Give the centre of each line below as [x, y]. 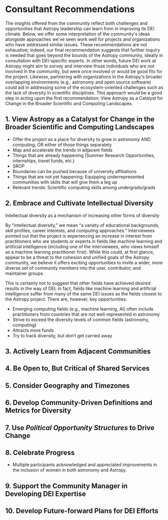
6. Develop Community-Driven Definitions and [79, 403]
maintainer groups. [25, 273]
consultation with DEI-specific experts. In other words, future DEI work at [81, 60]
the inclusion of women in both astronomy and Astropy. [69, 470]
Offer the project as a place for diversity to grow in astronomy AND [81, 139]
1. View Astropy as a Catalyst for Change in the [80, 119]
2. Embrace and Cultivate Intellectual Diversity [79, 203]
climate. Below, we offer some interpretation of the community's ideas [78, 34]
